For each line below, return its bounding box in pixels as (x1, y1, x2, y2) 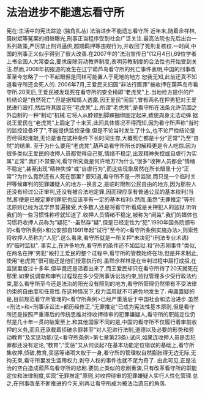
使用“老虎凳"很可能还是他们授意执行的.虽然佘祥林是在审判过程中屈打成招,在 (6, 257, 197, 264)
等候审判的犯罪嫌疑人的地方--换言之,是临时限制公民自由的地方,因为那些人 (11, 180, 197, 188)
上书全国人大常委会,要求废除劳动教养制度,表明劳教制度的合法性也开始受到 (6, 58, 192, 65)
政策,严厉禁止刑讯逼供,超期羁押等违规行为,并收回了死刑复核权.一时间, (17, 42, 192, 50)
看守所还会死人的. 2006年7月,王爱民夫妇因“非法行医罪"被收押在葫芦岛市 (11, 80, 193, 88)
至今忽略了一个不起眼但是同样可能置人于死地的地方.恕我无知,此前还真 (11, 73, 187, 80)
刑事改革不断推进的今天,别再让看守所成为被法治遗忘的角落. (18, 380, 167, 387)
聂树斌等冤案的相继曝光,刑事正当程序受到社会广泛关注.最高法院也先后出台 (6, 34, 192, 42)
